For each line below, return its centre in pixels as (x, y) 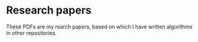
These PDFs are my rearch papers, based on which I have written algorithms (99, 27)
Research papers (49, 10)
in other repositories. (32, 33)
